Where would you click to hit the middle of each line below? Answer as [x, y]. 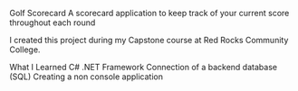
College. [25, 50]
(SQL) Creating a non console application [86, 77]
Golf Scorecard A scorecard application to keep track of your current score [149, 13]
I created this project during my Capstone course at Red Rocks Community [149, 40]
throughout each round [53, 23]
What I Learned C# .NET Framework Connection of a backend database [144, 67]
